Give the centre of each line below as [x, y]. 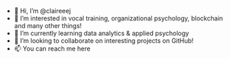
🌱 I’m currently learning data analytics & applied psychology [102, 33]
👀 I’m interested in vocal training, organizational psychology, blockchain [119, 18]
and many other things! [48, 26]
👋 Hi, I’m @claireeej [42, 11]
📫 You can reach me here [52, 48]
